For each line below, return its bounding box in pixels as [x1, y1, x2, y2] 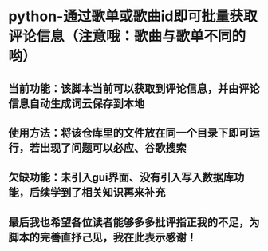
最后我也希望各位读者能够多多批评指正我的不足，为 [8, 215, 260, 229]
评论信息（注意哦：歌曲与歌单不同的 [8, 27, 246, 46]
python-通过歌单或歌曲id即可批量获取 [8, 7, 258, 26]
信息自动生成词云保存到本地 [8, 97, 145, 110]
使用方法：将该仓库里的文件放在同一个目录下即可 [8, 125, 250, 140]
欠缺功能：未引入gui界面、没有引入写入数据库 [8, 171, 235, 185]
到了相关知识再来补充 [60, 185, 166, 200]
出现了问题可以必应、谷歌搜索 [39, 141, 187, 154]
